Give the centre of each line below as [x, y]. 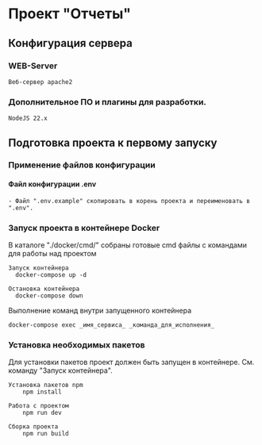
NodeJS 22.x [28, 119]
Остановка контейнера [44, 289]
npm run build [46, 434]
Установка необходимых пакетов [77, 344]
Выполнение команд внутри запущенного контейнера [100, 310]
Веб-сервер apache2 [40, 82]
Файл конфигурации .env [52, 184]
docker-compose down [49, 295]
